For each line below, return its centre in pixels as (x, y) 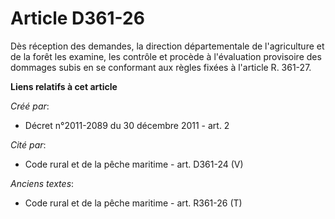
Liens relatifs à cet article (64, 86)
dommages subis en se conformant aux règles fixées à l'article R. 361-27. (161, 67)
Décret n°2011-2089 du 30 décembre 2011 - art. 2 (127, 125)
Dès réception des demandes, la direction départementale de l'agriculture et (167, 46)
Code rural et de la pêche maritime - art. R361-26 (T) (133, 203)
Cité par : (28, 144)
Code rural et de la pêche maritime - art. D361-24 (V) (134, 164)
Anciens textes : (42, 183)
